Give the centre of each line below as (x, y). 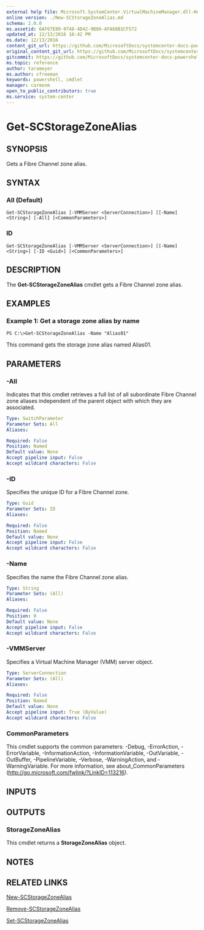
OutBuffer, (19, 760)
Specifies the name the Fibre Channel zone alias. (67, 577)
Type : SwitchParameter (35, 418)
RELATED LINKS (37, 882)
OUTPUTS (26, 812)
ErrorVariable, (24, 753)
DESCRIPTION (33, 270)
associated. (21, 407)
